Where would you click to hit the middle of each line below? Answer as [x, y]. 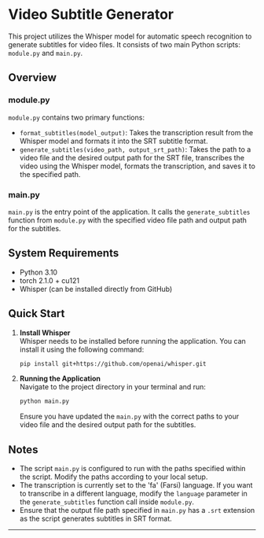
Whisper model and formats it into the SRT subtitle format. [114, 141]
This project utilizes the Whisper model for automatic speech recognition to [130, 36]
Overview [33, 77]
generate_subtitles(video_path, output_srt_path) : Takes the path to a [135, 149]
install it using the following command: [82, 349]
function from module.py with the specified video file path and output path [128, 220]
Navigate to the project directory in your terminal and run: [113, 387]
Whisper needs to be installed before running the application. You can [132, 341]
